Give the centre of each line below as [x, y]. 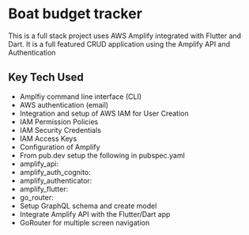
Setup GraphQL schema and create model [88, 206]
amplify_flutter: [44, 189]
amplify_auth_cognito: [55, 172]
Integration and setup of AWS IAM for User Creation [104, 113]
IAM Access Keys [48, 138]
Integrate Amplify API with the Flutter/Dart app [95, 214]
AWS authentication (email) [64, 104]
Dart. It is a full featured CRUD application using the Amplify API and [119, 44]
